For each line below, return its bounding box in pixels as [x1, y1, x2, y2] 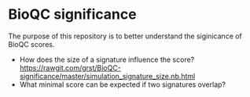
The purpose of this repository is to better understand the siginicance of [8, 31, 242, 41]
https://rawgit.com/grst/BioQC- [19, 63, 122, 72]
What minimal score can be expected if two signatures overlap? [19, 80, 226, 89]
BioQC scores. [8, 39, 55, 48]
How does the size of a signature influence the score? [19, 55, 195, 64]
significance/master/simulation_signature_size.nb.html [19, 71, 196, 81]
